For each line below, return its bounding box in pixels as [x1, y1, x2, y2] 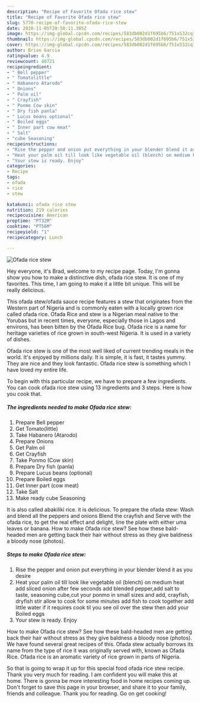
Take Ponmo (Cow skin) [15, 456, 74, 463]
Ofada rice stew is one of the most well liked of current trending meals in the [7, 347, 194, 354]
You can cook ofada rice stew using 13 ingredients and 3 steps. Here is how [7, 384, 192, 391]
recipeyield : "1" [7, 229, 50, 235]
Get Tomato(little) [15, 425, 58, 432]
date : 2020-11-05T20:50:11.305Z [7, 25, 87, 31]
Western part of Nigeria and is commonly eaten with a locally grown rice [7, 304, 183, 311]
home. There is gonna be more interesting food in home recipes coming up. [7, 677, 192, 684]
